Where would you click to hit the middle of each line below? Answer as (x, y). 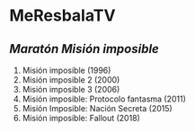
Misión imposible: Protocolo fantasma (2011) (104, 99)
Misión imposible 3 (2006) (71, 89)
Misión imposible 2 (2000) (71, 80)
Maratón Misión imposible (84, 49)
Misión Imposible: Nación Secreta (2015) (97, 108)
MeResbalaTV (62, 16)
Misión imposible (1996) (66, 70)
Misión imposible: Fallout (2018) (81, 118)
